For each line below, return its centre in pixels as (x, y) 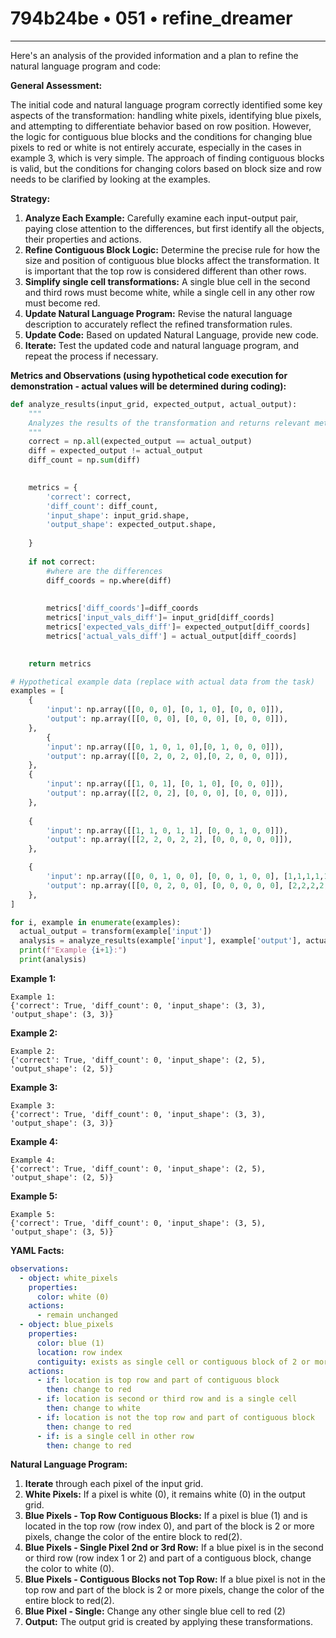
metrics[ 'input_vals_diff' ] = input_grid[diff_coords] (160, 618)
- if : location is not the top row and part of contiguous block (175, 1417)
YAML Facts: (37, 1250)
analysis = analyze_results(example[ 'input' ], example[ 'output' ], (160, 941)
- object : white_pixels (68, 1278)
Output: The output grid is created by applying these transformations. (169, 1622)
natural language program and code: (86, 66)
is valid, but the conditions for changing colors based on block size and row (166, 168)
